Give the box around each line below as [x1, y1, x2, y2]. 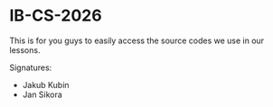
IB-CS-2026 [9, 5, 102, 26]
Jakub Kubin [22, 79, 70, 90]
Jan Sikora [22, 89, 63, 100]
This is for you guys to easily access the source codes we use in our [9, 35, 265, 46]
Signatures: [9, 62, 52, 73]
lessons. [9, 44, 41, 55]
